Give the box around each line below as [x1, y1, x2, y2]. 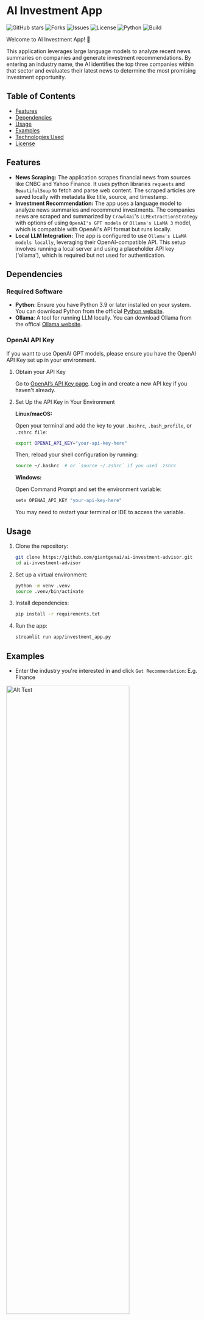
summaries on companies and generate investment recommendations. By [6, 54, 192, 61]
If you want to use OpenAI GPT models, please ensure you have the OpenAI [6, 350, 197, 357]
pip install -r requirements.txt [15, 611, 100, 617]
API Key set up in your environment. [6, 356, 96, 364]
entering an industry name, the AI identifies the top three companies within [6, 60, 194, 68]
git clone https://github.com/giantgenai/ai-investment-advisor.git [15, 554, 193, 560]
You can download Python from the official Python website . [15, 307, 164, 315]
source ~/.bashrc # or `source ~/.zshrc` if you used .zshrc [15, 463, 177, 469]
